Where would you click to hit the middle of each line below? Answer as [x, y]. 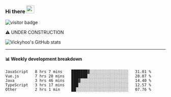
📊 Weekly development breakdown [44, 59]
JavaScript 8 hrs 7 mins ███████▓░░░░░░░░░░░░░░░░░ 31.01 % [78, 72]
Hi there [15, 11]
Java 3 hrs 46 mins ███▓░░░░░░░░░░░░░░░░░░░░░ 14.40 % [78, 80]
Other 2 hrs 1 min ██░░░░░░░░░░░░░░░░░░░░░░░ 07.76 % [78, 89]
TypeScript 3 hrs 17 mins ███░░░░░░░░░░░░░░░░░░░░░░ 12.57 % [78, 85]
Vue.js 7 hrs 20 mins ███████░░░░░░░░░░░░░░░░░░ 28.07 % [78, 76]
